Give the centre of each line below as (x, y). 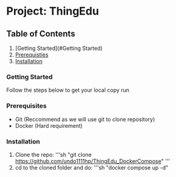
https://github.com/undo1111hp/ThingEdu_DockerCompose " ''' (93, 161)
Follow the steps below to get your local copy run (68, 90)
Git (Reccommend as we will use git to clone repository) (85, 119)
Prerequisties (32, 55)
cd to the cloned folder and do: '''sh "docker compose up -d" (92, 167)
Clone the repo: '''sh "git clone (53, 154)
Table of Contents (41, 34)
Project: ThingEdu (52, 11)
